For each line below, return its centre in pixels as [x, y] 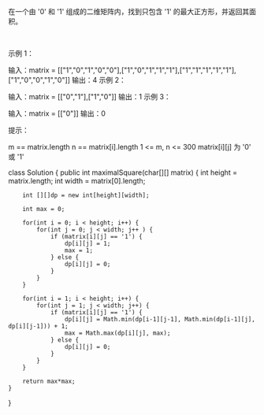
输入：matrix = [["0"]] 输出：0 [57, 113]
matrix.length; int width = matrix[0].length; [77, 181]
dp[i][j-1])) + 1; [38, 326]
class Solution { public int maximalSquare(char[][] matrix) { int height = [123, 172]
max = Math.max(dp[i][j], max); [117, 333]
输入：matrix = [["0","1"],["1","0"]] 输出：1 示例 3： [89, 96]
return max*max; [49, 381]
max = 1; [78, 250]
